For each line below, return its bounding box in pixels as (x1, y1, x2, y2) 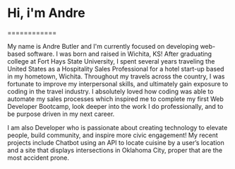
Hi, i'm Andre (7, 5, 86, 21)
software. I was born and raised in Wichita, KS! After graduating (27, 49, 212, 58)
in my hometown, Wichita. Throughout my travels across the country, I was (7, 72, 225, 81)
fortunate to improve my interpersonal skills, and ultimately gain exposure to (7, 79, 229, 88)
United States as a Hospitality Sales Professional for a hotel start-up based (7, 64, 224, 73)
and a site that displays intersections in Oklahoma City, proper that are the (7, 146, 223, 154)
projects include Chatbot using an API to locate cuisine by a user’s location (7, 138, 224, 146)
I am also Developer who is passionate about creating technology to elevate (7, 123, 228, 132)
